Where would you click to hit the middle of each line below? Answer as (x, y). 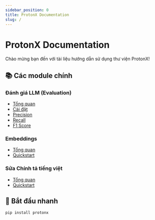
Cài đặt (20, 109)
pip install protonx (27, 213)
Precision (22, 115)
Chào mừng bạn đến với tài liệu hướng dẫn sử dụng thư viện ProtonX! (77, 59)
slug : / (13, 19)
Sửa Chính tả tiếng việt (34, 168)
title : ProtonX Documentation (37, 15)
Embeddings (21, 138)
